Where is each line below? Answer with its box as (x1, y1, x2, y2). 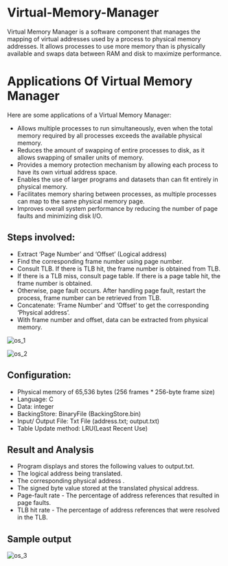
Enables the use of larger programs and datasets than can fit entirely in (16, 175, 218, 183)
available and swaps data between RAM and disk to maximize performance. (7, 49, 222, 58)
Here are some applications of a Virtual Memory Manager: (7, 111, 172, 119)
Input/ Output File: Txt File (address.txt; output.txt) (16, 417, 160, 425)
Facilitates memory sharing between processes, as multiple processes (16, 190, 217, 198)
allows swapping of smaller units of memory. (16, 153, 144, 161)
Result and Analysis (7, 444, 94, 455)
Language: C (16, 395, 54, 403)
